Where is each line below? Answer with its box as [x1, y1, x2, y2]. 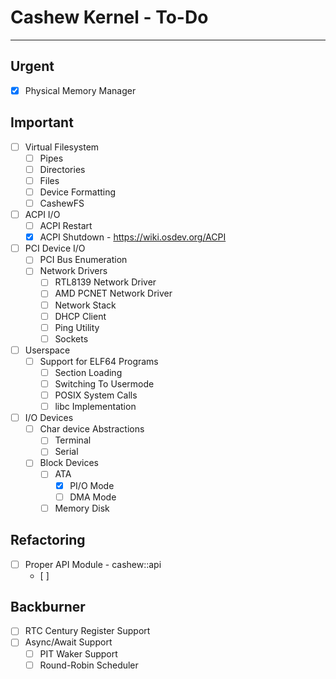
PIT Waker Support [39, 647, 118, 660]
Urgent [10, 58, 55, 75]
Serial [54, 446, 79, 458]
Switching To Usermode [54, 377, 155, 390]
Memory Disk [54, 502, 110, 514]
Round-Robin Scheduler [39, 659, 139, 671]
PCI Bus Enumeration [39, 254, 128, 266]
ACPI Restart [39, 220, 93, 232]
